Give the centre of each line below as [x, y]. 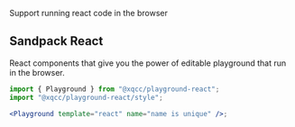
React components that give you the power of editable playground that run [148, 63]
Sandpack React [56, 41]
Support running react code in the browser [89, 13]
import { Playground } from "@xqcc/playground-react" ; [115, 89]
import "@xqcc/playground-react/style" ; [87, 97]
